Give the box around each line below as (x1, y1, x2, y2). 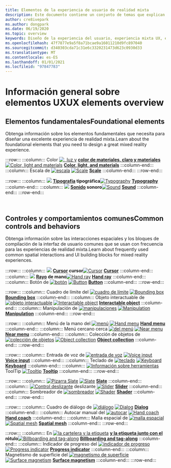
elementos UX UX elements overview (5, 97, 164, 108)
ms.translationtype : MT (5, 50, 56, 55)
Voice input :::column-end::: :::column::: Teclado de (5, 357, 113, 363)
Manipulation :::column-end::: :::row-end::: (5, 310, 95, 316)
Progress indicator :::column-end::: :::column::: (50, 446, 149, 452)
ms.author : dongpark (5, 21, 49, 27)
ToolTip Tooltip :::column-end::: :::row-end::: (5, 368, 120, 374)
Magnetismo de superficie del (5, 451, 68, 458)
